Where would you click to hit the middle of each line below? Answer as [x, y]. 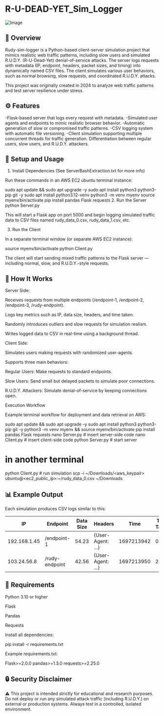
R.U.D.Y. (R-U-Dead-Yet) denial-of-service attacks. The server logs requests [82, 60]
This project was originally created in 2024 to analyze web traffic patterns [79, 85]
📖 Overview [23, 38]
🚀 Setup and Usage [35, 159]
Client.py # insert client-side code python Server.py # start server [71, 440]
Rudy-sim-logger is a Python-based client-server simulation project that [78, 49]
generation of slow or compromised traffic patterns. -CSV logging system [79, 128]
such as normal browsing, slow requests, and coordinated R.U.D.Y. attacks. [81, 76]
